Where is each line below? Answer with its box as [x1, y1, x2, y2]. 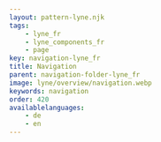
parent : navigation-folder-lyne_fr [9, 71, 141, 79]
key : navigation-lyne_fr [9, 54, 101, 63]
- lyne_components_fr [25, 37, 104, 47]
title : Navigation [9, 63, 77, 71]
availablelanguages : [9, 103, 86, 112]
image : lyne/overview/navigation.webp [9, 78, 152, 87]
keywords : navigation [9, 86, 89, 95]
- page [25, 46, 50, 55]
